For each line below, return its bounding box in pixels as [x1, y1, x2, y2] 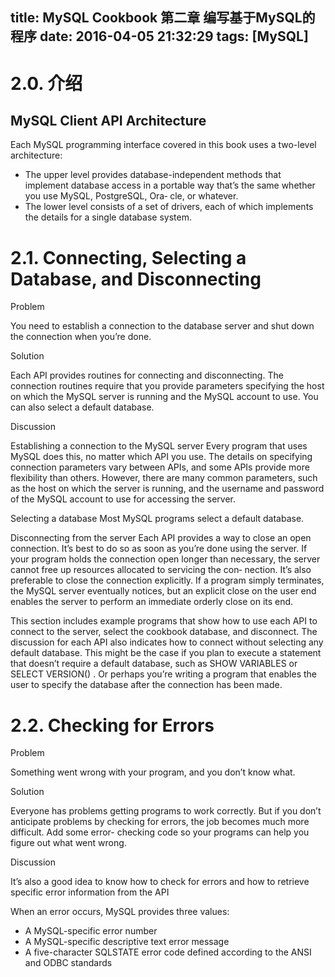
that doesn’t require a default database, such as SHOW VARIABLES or [10, 658, 298, 670]
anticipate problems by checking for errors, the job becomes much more [10, 816, 310, 828]
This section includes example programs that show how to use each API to [10, 615, 318, 627]
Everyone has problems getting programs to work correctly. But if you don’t [10, 805, 322, 817]
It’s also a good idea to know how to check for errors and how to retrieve [10, 876, 310, 888]
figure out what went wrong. [10, 837, 127, 849]
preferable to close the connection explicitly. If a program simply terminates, [10, 574, 325, 587]
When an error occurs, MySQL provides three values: [10, 906, 230, 918]
